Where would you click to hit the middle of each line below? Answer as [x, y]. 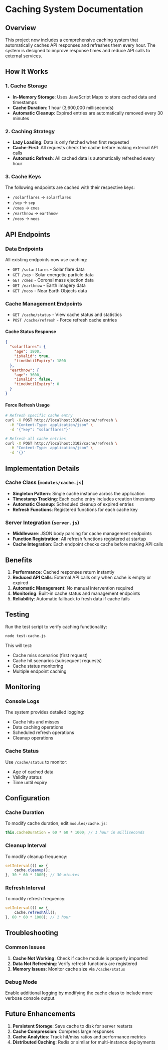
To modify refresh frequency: [36, 899]
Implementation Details [42, 468]
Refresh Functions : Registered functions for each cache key [75, 509]
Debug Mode [21, 982]
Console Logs [22, 701]
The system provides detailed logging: [45, 712]
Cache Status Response [31, 331]
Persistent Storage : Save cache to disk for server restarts [72, 1026]
